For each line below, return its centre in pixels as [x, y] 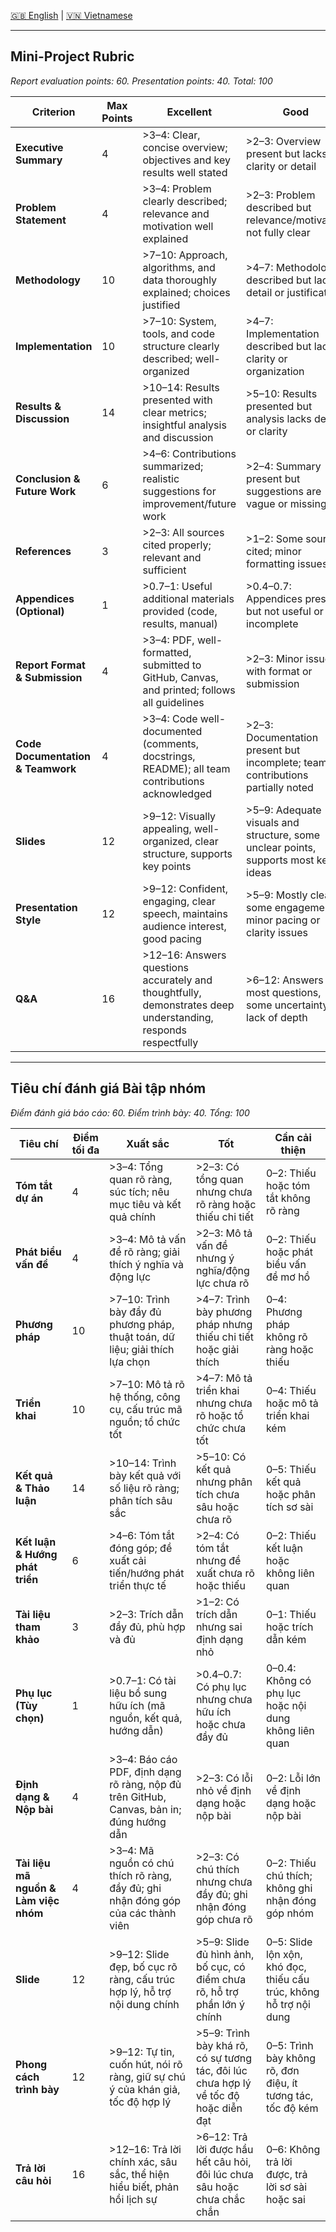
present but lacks [287, 153]
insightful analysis [184, 425]
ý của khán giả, [145, 2089]
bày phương [224, 1312]
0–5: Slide [289, 1942]
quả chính [133, 1217]
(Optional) [40, 611]
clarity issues [277, 932]
